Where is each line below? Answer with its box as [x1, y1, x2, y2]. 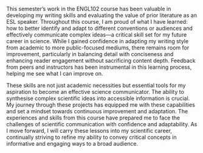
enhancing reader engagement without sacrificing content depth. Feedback [6, 57, 196, 64]
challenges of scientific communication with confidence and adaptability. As [6, 121, 198, 127]
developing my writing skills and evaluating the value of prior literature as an [6, 12, 198, 19]
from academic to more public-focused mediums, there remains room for [6, 44, 190, 51]
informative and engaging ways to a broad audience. [6, 140, 139, 147]
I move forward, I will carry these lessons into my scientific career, [6, 127, 172, 134]
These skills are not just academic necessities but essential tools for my [6, 82, 186, 89]
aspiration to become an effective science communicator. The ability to [6, 88, 184, 95]
